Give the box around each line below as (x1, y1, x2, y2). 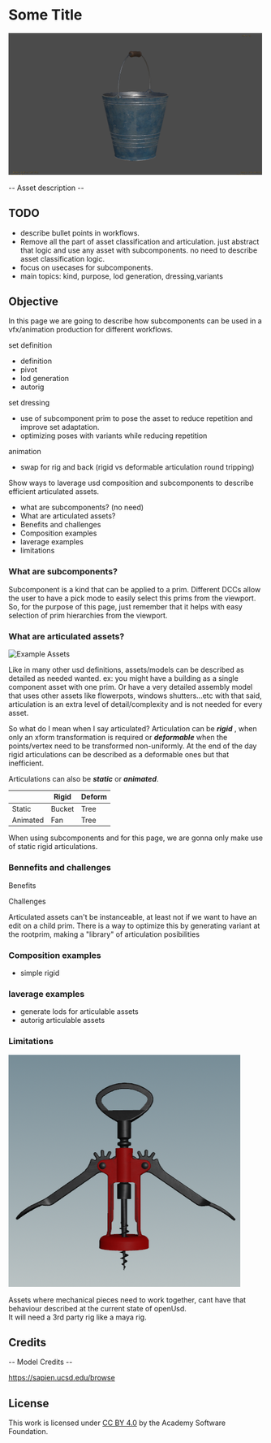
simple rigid (19, 968, 60, 978)
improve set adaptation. (19, 422, 100, 432)
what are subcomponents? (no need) (19, 502, 144, 513)
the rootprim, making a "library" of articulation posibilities (8, 929, 200, 939)
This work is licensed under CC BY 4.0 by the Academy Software (8, 1418, 226, 1428)
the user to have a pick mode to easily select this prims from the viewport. (8, 593, 256, 603)
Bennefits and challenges (8, 862, 111, 873)
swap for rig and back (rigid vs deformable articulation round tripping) (19, 462, 255, 472)
